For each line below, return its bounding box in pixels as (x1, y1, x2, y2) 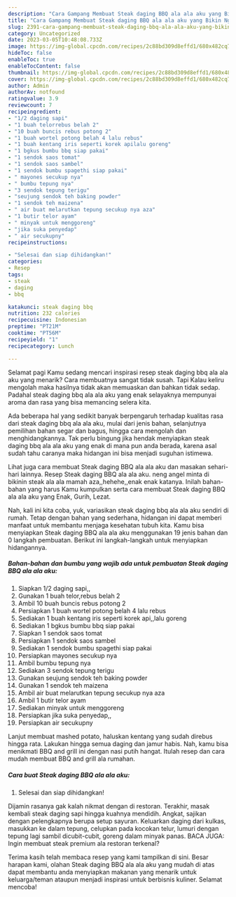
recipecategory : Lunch (8, 342, 74, 350)
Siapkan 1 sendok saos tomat (18, 629, 102, 638)
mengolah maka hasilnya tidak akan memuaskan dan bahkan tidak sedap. (8, 383, 221, 391)
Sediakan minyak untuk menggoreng (18, 704, 125, 712)
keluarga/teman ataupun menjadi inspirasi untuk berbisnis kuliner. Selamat (8, 875, 223, 884)
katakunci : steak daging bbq (8, 303, 93, 310)
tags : (8, 271, 24, 278)
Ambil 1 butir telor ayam (18, 696, 86, 705)
